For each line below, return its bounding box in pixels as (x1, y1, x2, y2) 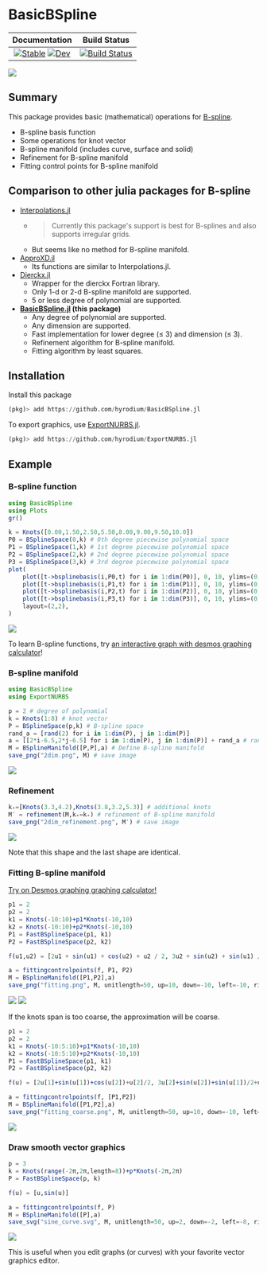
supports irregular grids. (51, 229, 131, 239)
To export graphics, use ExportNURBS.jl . (8, 420, 141, 430)
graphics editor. (8, 1255, 60, 1266)
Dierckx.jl (19, 270, 51, 279)
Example (8, 457, 52, 471)
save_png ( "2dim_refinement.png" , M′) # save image (8, 818, 180, 827)
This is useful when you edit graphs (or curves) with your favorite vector (8, 1248, 245, 1257)
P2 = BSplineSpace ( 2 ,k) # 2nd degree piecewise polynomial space (8, 551, 229, 559)
